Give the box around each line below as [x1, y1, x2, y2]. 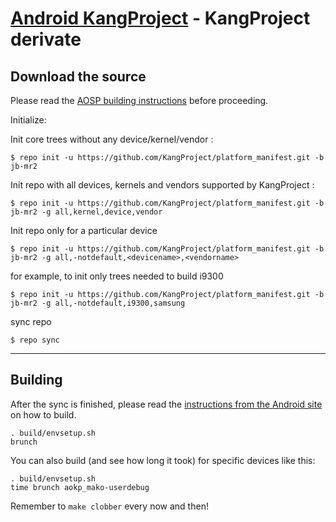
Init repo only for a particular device [10, 225, 158, 236]
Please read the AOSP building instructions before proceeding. [10, 95, 269, 106]
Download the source [10, 68, 147, 85]
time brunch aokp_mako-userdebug [10, 482, 150, 492]
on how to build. [10, 408, 77, 421]
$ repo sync [10, 335, 60, 345]
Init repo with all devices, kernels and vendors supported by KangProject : [10, 179, 315, 191]
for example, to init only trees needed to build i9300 [10, 270, 224, 282]
